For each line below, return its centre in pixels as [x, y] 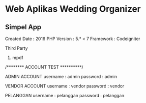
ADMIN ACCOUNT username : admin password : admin [61, 76]
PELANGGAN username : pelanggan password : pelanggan [65, 95]
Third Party [16, 48]
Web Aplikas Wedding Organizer [73, 9]
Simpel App [23, 27]
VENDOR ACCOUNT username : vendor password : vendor [65, 86]
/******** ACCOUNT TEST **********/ [44, 67]
